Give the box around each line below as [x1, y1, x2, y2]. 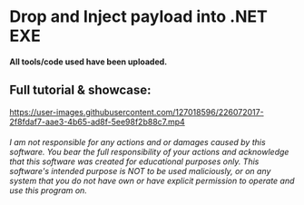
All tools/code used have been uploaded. [9, 56, 168, 67]
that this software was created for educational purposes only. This [9, 156, 260, 167]
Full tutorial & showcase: [9, 83, 152, 98]
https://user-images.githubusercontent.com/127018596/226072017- [9, 106, 265, 117]
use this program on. [9, 185, 88, 196]
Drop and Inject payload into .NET [9, 6, 268, 27]
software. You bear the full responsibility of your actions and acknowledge [9, 147, 289, 158]
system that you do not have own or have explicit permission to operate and [9, 175, 295, 187]
